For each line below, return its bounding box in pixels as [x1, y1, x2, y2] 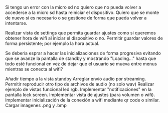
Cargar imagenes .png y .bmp [5, 102, 67, 108]
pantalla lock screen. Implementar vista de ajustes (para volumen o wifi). [5, 92, 155, 97]
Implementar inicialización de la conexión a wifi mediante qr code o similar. [5, 97, 160, 103]
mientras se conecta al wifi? [5, 66, 63, 72]
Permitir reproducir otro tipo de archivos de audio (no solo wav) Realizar [5, 81, 154, 87]
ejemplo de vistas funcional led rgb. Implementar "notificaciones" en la [5, 86, 152, 92]
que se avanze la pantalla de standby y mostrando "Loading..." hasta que [5, 55, 156, 61]
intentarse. [5, 20, 28, 26]
